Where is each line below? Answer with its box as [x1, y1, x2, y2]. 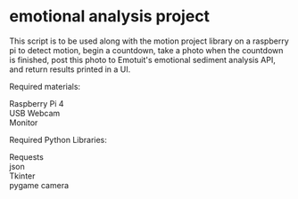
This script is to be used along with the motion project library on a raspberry [9, 36, 290, 46]
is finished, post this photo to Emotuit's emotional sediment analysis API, [9, 54, 277, 65]
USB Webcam [9, 107, 61, 118]
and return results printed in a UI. [9, 64, 131, 75]
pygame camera [9, 179, 70, 190]
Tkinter [9, 171, 36, 181]
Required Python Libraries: [9, 134, 107, 145]
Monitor [9, 117, 38, 128]
